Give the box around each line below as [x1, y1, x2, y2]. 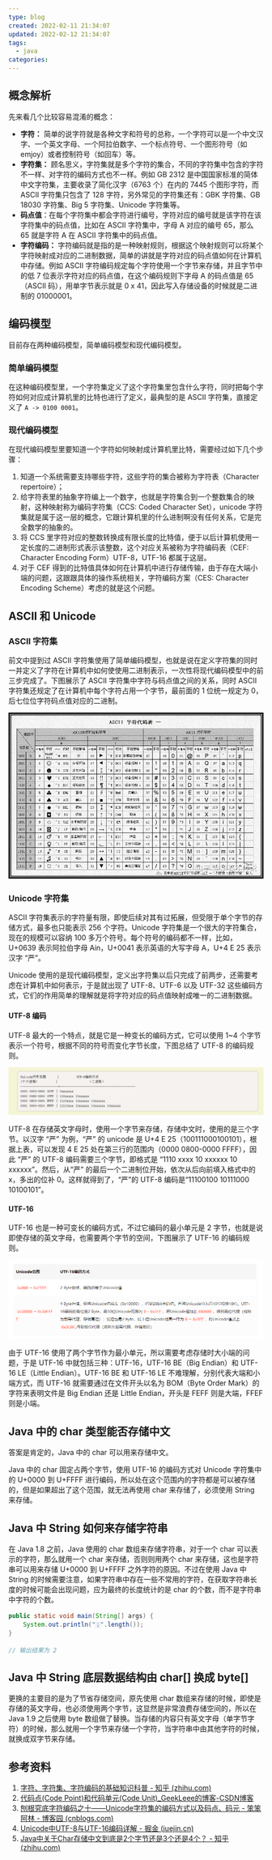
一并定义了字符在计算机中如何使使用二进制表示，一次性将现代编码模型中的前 [8, 665, 264, 675]
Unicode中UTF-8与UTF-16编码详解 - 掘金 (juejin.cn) [19, 1824, 194, 1833]
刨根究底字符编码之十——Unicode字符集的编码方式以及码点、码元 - [19, 1803, 245, 1813]
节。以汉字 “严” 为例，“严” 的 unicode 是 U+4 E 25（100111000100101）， [8, 1134, 250, 1144]
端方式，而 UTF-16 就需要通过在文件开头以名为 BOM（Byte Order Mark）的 [8, 1378, 261, 1388]
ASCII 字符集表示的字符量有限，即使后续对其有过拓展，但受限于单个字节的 [8, 913, 257, 922]
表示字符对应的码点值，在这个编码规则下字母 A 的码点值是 [49, 270, 244, 280]
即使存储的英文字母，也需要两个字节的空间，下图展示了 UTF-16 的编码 [8, 1233, 243, 1243]
